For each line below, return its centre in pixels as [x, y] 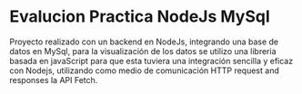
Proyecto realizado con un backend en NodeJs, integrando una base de [144, 42]
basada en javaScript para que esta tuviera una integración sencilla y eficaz [151, 61]
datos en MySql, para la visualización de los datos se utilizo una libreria [143, 51]
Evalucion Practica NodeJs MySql [140, 17]
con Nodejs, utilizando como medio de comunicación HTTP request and [144, 70]
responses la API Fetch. [54, 80]
